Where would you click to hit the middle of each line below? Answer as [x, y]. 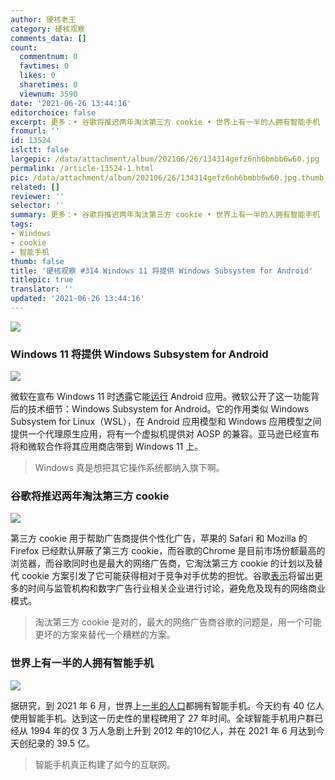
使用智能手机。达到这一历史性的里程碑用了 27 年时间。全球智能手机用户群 [162, 718]
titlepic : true [42, 280]
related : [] [35, 187]
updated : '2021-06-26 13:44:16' [77, 299]
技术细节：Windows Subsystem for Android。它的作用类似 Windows [168, 409]
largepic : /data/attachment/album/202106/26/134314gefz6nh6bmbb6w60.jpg [165, 159]
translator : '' [42, 289]
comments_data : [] [48, 38]
